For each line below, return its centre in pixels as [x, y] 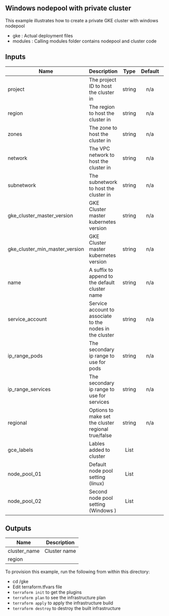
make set [100, 416]
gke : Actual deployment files [43, 35]
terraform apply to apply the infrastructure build [63, 603]
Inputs [16, 57]
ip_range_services [29, 389]
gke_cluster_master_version [40, 215]
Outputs [18, 528]
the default [102, 282]
